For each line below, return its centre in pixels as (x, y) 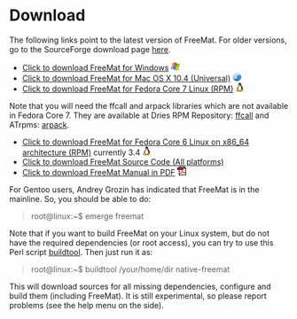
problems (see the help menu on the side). (86, 305)
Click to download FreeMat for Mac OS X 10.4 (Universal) (126, 78)
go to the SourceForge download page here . (90, 49)
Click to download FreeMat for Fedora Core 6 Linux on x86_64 (136, 142)
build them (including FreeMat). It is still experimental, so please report (138, 296)
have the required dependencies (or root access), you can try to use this (141, 242)
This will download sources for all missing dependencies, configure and (141, 286)
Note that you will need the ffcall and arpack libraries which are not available (149, 105)
